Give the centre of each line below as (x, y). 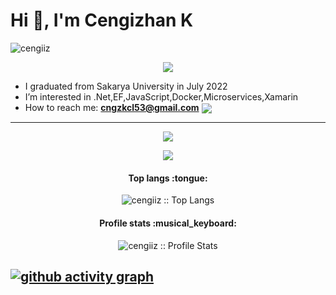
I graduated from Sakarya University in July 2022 (126, 86)
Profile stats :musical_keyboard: (168, 223)
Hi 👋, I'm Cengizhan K (102, 20)
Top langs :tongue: (168, 178)
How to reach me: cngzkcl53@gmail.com (112, 107)
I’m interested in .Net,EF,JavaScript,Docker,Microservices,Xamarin (161, 96)
